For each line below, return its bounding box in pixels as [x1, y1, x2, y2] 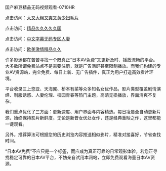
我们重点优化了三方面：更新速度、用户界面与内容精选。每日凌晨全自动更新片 [5, 109, 161, 115]
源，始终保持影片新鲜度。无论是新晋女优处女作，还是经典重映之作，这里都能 [5, 115, 161, 121]
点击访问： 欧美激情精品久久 [5, 46, 62, 52]
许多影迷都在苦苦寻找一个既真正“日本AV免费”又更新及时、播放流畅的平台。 [5, 57, 158, 63]
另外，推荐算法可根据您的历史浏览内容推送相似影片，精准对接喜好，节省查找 [5, 131, 161, 137]
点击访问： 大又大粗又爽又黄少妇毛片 [5, 15, 79, 21]
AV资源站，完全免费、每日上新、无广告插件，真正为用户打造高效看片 [9, 69, 150, 75]
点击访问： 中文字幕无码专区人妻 [5, 36, 70, 42]
